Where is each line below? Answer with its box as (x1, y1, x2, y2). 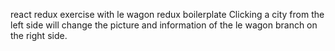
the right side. (10, 30, 68, 41)
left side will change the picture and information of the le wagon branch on (10, 19, 318, 31)
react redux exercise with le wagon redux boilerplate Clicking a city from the (10, 9, 325, 20)
